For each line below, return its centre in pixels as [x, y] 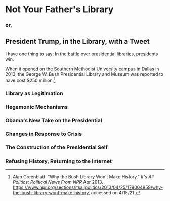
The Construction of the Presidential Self [56, 147]
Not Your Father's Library [59, 9]
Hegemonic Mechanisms [37, 107]
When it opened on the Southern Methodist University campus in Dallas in [82, 69]
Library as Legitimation [34, 93]
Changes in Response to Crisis [44, 134]
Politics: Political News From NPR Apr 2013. [58, 182]
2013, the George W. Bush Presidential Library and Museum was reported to [84, 74]
